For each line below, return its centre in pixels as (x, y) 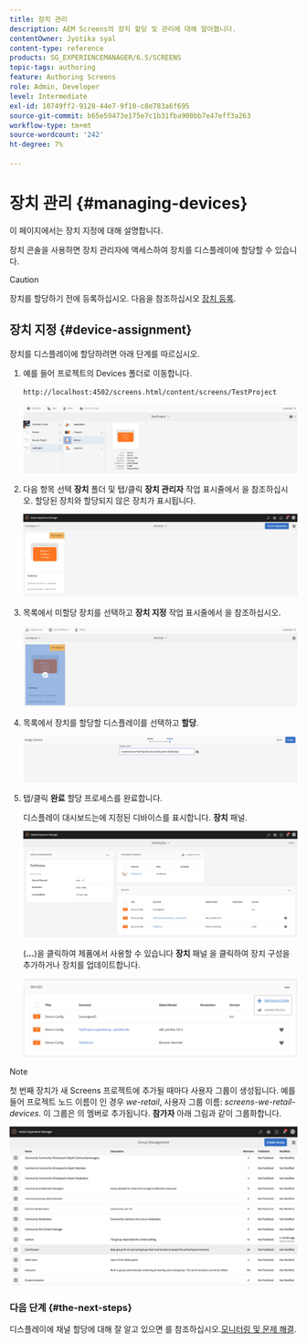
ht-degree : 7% (37, 145)
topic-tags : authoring (53, 68)
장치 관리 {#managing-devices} (129, 203)
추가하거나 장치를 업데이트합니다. (81, 965)
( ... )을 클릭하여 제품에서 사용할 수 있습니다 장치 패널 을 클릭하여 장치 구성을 (156, 954)
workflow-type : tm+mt (51, 125)
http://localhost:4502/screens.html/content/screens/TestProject (149, 392)
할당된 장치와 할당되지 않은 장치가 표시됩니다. (116, 501)
